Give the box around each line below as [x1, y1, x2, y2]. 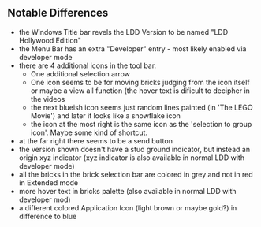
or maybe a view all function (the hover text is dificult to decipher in [30, 86, 250, 95]
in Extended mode [18, 177, 79, 188]
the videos [30, 94, 65, 103]
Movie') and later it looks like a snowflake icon [30, 110, 181, 121]
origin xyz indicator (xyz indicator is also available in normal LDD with [18, 153, 245, 162]
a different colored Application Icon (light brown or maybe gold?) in [18, 203, 237, 212]
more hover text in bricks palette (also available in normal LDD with [18, 186, 237, 195]
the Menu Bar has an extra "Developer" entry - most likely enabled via [18, 43, 247, 54]
